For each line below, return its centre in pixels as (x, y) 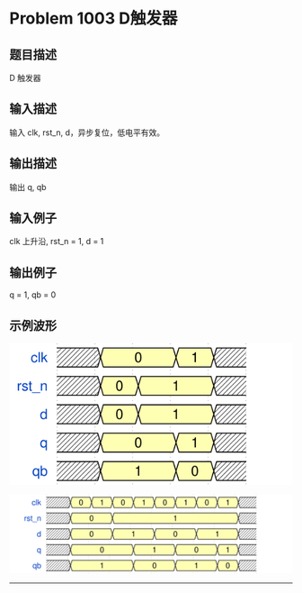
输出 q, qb (28, 187)
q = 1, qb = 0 (33, 295)
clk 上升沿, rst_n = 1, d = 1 (57, 242)
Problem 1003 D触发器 (93, 18)
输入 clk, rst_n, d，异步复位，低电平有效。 (87, 132)
